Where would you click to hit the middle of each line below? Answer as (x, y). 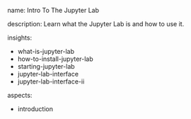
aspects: (20, 95)
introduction (35, 109)
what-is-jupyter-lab (46, 51)
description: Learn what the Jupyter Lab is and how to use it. (96, 24)
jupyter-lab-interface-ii (51, 81)
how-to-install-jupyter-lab (55, 59)
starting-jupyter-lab (46, 66)
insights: (20, 38)
